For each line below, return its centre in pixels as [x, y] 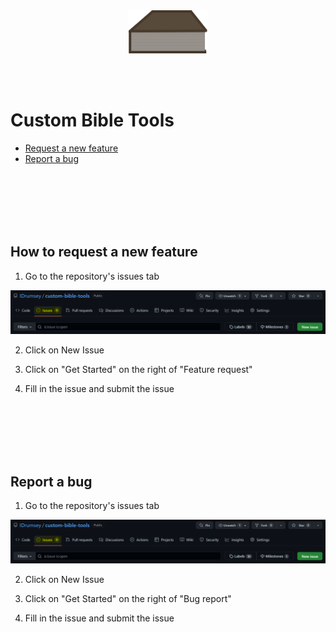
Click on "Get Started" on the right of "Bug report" [128, 599]
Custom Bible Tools [92, 120]
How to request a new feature [104, 252]
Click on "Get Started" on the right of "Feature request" [138, 369]
